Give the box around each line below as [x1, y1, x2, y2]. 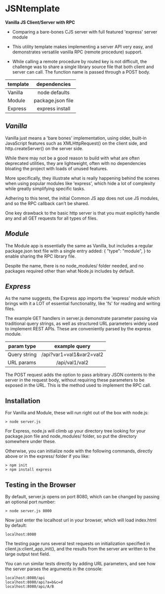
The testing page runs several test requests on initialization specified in [5, 541, 150, 546]
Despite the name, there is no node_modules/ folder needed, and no [5, 263, 144, 269]
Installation [5, 396, 41, 405]
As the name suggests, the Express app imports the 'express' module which [5, 295, 160, 301]
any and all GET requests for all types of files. [5, 215, 98, 221]
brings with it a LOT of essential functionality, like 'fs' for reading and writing [5, 301, 161, 307]
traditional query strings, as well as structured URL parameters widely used [5, 320, 159, 326]
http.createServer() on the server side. [5, 145, 83, 151]
